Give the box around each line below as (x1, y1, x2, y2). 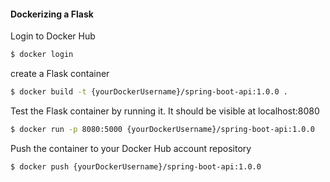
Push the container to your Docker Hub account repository (10, 142, 252, 154)
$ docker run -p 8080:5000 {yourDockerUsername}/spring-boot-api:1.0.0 (10, 124, 315, 134)
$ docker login (10, 50, 74, 60)
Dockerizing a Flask (10, 8, 94, 20)
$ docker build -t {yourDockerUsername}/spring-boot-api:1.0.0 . (10, 87, 288, 97)
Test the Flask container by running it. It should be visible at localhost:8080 (10, 105, 320, 117)
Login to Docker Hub (10, 30, 96, 42)
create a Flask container (10, 68, 110, 80)
